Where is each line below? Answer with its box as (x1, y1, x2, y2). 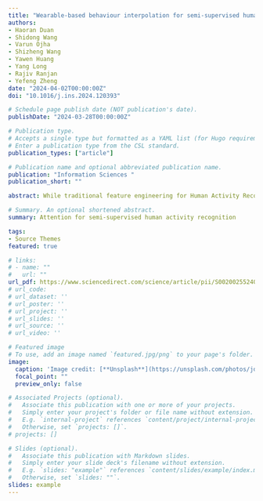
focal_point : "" (15, 372, 68, 380)
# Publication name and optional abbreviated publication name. (8, 163, 222, 171)
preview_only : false (15, 379, 82, 388)
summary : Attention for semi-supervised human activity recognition (8, 213, 236, 221)
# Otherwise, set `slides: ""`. (8, 474, 121, 482)
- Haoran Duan (8, 26, 55, 34)
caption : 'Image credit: (15, 365, 96, 373)
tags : (8, 227, 26, 235)
